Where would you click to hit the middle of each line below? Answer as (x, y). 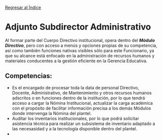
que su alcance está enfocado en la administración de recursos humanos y (80, 56)
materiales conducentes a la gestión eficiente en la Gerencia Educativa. (76, 61)
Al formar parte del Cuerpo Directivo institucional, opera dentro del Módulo (80, 40)
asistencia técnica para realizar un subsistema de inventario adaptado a (84, 124)
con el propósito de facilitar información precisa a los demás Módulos (81, 108)
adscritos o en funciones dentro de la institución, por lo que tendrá (78, 98)
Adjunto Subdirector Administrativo (78, 27)
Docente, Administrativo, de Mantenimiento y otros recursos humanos (82, 93)
